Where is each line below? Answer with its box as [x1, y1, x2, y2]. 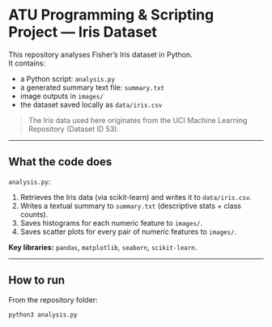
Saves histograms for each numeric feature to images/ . [19, 218, 203, 227]
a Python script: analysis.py [19, 74, 116, 83]
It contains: [8, 58, 46, 68]
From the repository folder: [8, 295, 99, 304]
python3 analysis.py [8, 310, 79, 319]
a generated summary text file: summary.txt [19, 83, 164, 92]
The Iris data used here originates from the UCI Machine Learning [28, 115, 248, 125]
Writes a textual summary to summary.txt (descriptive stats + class [19, 201, 241, 210]
